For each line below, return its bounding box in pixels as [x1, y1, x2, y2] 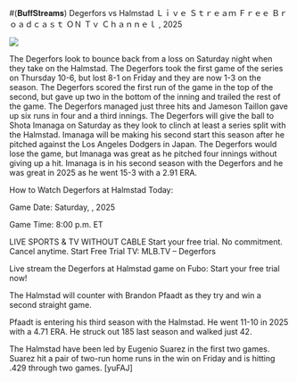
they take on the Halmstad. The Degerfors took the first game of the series [9, 63, 284, 73]
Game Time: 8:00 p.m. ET [9, 220, 104, 229]
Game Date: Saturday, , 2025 [9, 202, 116, 212]
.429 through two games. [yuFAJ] [9, 362, 134, 373]
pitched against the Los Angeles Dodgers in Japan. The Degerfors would [9, 139, 277, 149]
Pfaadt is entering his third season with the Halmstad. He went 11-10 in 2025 [9, 317, 289, 328]
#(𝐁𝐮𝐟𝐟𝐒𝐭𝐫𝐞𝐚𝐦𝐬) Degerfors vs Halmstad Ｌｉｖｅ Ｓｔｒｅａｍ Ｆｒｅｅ [9, 8, 270, 18]
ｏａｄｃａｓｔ [9, 19, 64, 29]
